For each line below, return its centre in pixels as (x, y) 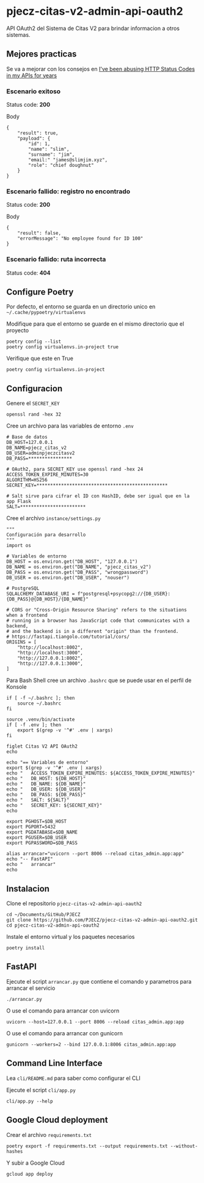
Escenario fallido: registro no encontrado (68, 191)
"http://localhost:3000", (50, 653)
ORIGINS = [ (21, 642)
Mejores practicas (42, 54)
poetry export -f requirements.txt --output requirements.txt (87, 1146)
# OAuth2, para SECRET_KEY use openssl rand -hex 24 (75, 469)
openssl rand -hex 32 (34, 415)
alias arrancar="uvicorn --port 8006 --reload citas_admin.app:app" (95, 854)
